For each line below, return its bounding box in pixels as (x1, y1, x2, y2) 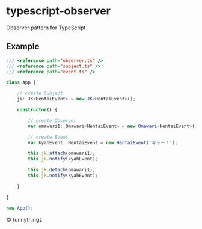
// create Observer (28, 117, 77, 124)
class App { (6, 79, 36, 85)
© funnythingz (6, 216, 43, 223)
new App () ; (6, 205, 34, 211)
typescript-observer (6, 4, 111, 18)
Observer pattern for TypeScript (6, 24, 86, 31)
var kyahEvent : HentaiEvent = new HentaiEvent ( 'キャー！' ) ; (28, 139, 178, 145)
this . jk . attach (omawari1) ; (28, 150, 96, 157)
